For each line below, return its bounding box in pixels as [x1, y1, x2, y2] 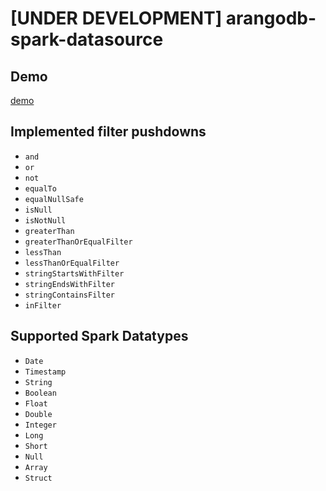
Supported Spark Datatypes [10, 328, 189, 345]
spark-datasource [10, 28, 164, 51]
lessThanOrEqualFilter [24, 258, 120, 268]
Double [24, 409, 53, 419]
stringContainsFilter [24, 290, 115, 300]
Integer [24, 420, 57, 430]
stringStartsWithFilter [24, 268, 125, 279]
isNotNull [24, 215, 67, 226]
